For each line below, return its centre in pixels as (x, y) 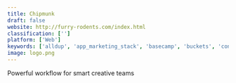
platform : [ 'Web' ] (34, 40)
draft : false (26, 20)
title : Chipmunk (31, 14)
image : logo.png (31, 53)
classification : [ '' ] (39, 33)
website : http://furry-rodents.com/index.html (77, 27)
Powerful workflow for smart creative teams (71, 73)
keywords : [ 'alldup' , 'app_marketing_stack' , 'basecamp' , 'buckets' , (111, 46)
